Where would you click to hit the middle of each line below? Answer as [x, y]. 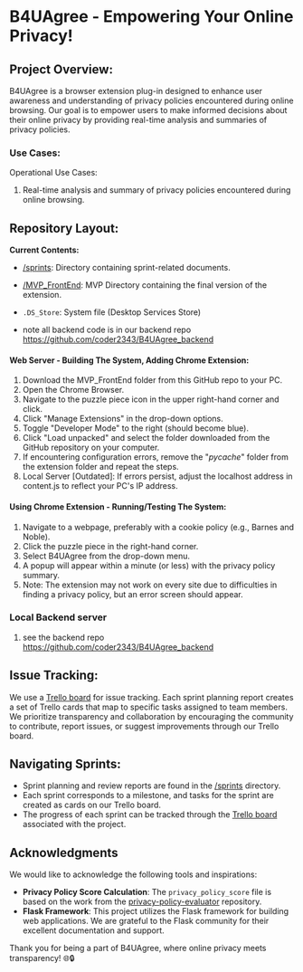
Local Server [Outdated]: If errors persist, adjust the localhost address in [157, 476]
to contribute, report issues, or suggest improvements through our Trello [144, 726]
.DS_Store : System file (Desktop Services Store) [112, 312]
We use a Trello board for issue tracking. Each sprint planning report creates [151, 697]
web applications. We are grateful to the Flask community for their [146, 921]
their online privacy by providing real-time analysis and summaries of [138, 120]
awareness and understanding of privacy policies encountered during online [151, 100]
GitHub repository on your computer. [91, 448]
